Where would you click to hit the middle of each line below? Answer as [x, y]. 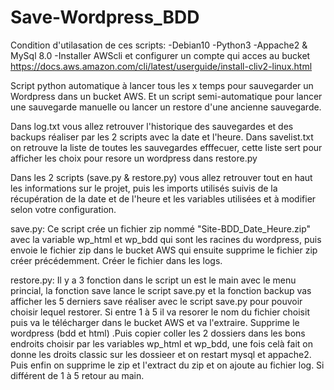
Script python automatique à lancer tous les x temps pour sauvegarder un [162, 85]
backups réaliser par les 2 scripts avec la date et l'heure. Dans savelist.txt [162, 137]
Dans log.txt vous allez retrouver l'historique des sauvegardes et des [152, 126]
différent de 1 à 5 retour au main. [77, 375]
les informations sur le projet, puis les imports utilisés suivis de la [144, 188]
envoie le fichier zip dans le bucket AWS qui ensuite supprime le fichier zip [164, 250]
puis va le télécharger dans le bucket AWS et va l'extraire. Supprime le [155, 322]
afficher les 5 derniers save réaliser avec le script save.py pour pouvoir [156, 301]
